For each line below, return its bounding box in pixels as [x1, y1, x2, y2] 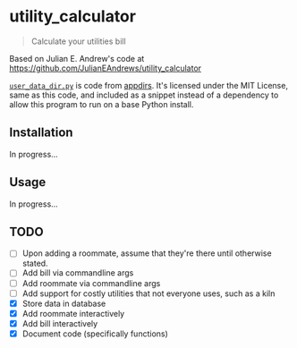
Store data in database [21, 298, 106, 309]
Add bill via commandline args [21, 267, 134, 278]
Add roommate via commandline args [21, 277, 161, 288]
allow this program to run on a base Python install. [9, 98, 194, 109]
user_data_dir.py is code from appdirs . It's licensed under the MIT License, [9, 80, 289, 90]
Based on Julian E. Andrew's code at [9, 53, 145, 64]
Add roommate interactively [21, 308, 125, 318]
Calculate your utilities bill [30, 36, 127, 47]
